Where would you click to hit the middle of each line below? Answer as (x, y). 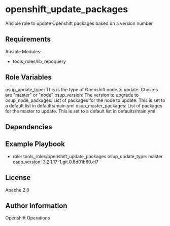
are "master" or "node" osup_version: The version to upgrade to (72, 95)
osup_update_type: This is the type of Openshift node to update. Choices (82, 89)
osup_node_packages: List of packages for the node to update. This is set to (85, 100)
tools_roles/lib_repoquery (39, 61)
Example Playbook (35, 144)
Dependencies (29, 127)
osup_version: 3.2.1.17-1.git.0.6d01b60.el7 (56, 162)
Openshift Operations (28, 218)
